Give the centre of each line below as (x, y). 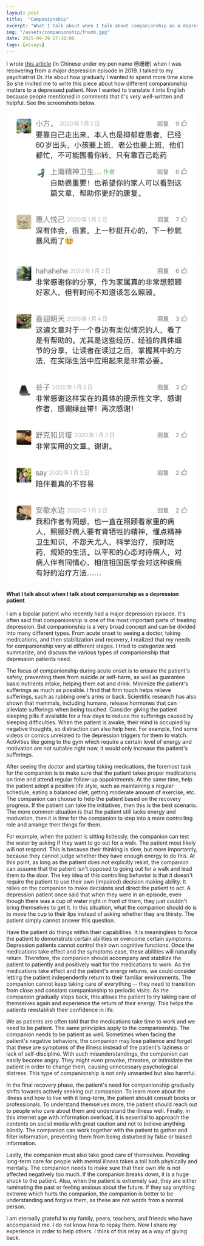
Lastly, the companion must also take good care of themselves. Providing (98, 1155)
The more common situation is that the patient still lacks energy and (91, 812)
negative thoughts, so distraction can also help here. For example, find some (102, 729)
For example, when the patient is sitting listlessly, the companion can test (98, 837)
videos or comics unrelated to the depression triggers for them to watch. (97, 735)
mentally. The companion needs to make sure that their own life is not (93, 1168)
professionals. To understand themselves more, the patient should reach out (102, 1104)
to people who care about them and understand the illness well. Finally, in (98, 1111)
